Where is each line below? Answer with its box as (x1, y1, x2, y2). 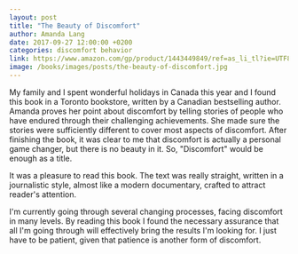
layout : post (9, 12, 58, 22)
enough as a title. (9, 153, 73, 163)
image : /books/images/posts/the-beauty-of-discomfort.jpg (9, 63, 228, 72)
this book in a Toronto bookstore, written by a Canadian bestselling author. (9, 96, 281, 107)
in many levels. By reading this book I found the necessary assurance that (9, 215, 279, 226)
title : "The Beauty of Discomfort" (9, 21, 141, 30)
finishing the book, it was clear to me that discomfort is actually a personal (9, 134, 281, 145)
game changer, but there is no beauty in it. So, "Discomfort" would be (9, 143, 264, 154)
